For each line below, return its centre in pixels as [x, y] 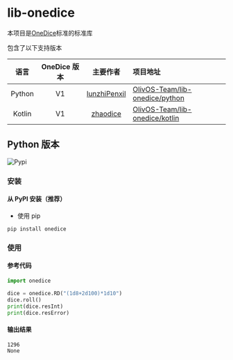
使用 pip [29, 216]
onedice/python [159, 97]
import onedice [29, 281]
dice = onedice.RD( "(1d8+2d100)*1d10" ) [65, 293]
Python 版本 [34, 144]
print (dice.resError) [38, 313]
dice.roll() [24, 300]
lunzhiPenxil [106, 93]
